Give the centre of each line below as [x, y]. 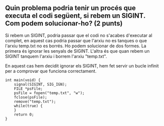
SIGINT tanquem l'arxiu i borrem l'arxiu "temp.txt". [56, 56]
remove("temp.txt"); [35, 101]
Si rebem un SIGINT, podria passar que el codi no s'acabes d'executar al [79, 35]
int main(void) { [23, 80]
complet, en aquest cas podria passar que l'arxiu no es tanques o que [76, 40]
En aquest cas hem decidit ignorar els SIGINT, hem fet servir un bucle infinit [82, 65]
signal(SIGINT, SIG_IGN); [41, 84]
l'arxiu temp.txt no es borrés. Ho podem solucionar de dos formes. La [76, 46]
